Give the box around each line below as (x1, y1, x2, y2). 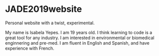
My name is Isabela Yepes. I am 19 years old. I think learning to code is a (5, 29, 152, 35)
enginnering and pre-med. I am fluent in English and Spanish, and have (5, 40, 150, 46)
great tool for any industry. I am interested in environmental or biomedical (5, 35, 155, 41)
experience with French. (5, 45, 54, 51)
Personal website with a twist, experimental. (5, 20, 95, 26)
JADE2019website (5, 3, 82, 15)
